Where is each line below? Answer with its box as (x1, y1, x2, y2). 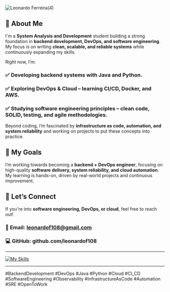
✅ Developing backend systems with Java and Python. (5, 71, 143, 78)
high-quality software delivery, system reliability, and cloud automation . (5, 167, 159, 173)
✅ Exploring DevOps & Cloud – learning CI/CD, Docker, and (5, 85, 152, 92)
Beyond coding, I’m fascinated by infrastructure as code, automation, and (5, 122, 162, 129)
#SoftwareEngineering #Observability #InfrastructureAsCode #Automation (5, 276, 161, 282)
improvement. (5, 178, 34, 184)
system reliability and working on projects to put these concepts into (5, 128, 150, 134)
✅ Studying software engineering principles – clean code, (5, 105, 150, 112)
